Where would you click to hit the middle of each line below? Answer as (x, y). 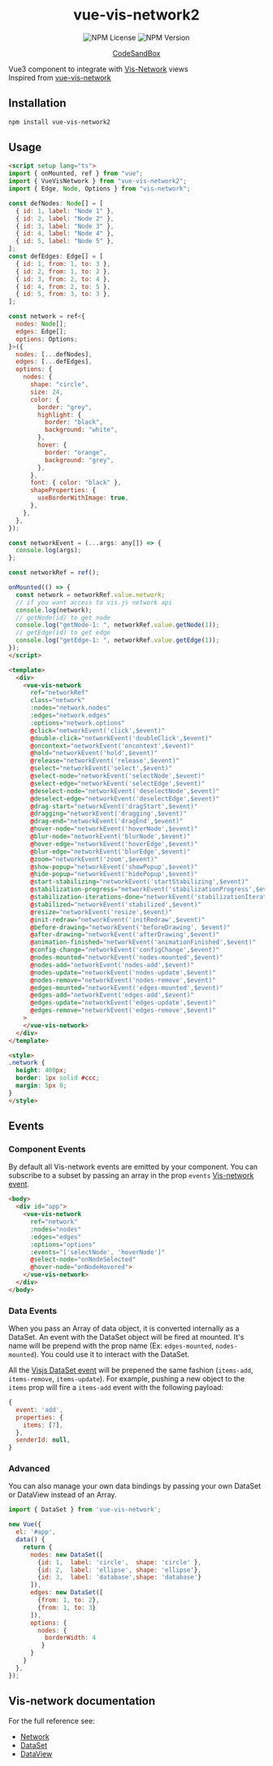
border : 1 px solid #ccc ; (58, 1078)
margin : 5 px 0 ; (41, 1086)
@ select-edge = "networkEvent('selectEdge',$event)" (117, 783)
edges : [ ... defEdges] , (54, 362)
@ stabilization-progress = (74, 890)
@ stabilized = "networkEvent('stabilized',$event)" (115, 905)
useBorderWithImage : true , (83, 498)
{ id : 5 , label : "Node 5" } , (65, 242)
